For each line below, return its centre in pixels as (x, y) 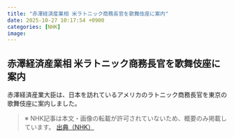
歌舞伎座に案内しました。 (44, 104)
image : (17, 33)
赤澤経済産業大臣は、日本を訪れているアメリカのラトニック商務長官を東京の (117, 95)
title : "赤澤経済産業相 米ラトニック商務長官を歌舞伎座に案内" (88, 14)
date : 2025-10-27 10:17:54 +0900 (56, 20)
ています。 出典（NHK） (59, 127)
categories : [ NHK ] (34, 27)
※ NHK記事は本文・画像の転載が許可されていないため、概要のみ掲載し (125, 118)
